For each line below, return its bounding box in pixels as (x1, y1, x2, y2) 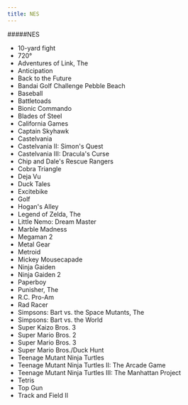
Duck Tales (17, 179, 51, 188)
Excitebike (17, 187, 48, 195)
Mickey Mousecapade (17, 255, 83, 264)
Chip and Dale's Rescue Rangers (17, 157, 114, 166)
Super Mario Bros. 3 (17, 338, 77, 347)
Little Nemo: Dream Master (17, 217, 97, 226)
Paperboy (17, 278, 47, 286)
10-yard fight (17, 43, 55, 52)
